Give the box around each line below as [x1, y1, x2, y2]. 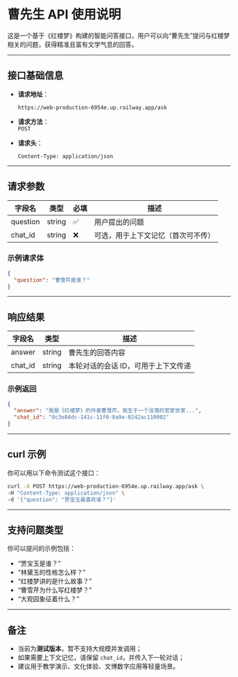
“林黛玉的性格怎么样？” [17, 568, 86, 577]
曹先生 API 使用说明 [7, 6, 122, 23]
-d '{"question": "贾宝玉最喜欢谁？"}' [7, 496, 117, 503]
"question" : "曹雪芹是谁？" [13, 276, 90, 284]
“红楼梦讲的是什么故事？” [17, 577, 92, 585]
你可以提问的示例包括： [7, 544, 76, 553]
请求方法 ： [17, 117, 50, 126]
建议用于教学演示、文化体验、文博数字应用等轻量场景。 [17, 662, 179, 671]
